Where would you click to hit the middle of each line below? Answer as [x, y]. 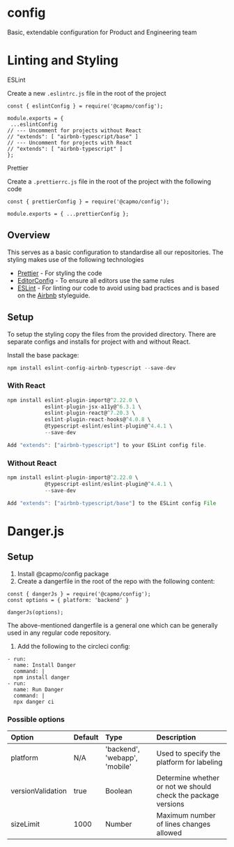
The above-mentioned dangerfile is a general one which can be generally [112, 625]
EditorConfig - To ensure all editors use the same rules [96, 280]
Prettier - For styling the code [60, 273]
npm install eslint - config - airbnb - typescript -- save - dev [92, 368]
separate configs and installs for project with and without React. [99, 341]
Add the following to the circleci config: [74, 646]
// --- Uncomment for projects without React [74, 131]
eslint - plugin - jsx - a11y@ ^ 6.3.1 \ [93, 406]
